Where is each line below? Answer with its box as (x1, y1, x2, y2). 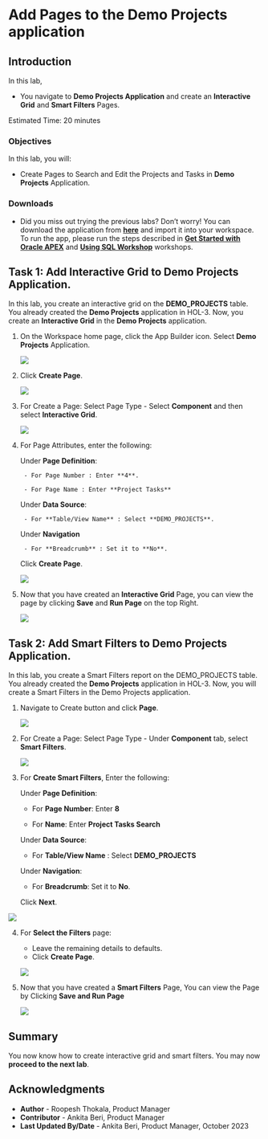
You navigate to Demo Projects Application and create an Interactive (19, 92, 251, 101)
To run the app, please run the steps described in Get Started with (19, 233, 241, 243)
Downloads (8, 198, 54, 210)
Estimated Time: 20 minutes (8, 116, 101, 125)
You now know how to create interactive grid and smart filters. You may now (8, 1051, 261, 1061)
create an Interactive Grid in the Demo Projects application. (8, 316, 207, 326)
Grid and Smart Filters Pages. (19, 100, 120, 109)
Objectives (8, 135, 52, 146)
